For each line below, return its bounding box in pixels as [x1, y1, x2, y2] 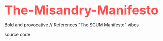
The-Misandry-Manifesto [4, 2, 159, 18]
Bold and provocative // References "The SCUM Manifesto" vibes [4, 22, 139, 28]
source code [4, 32, 31, 37]
